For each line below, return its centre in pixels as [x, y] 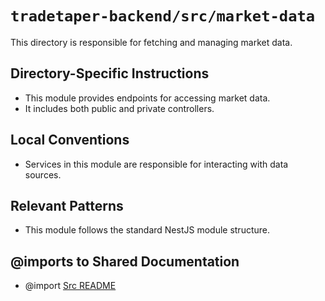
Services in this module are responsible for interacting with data [156, 164]
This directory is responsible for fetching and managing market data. [151, 42]
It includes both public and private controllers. [119, 108]
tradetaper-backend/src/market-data [163, 16]
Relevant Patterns [67, 205]
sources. [43, 174]
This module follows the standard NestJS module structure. [147, 230]
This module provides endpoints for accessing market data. [147, 98]
